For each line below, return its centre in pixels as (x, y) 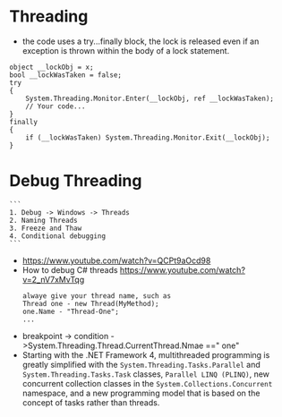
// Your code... (56, 106)
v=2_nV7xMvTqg (53, 279)
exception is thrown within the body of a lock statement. (126, 50)
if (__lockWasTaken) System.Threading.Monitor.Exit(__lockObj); (148, 137)
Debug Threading (76, 181)
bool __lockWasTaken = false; (66, 75)
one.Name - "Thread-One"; (70, 311)
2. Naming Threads (43, 220)
